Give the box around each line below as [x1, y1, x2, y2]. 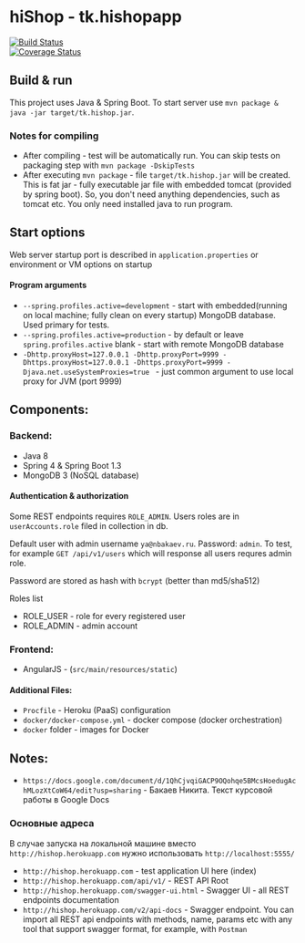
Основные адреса [9, 817, 95, 830]
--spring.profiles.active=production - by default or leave [22, 329, 244, 340]
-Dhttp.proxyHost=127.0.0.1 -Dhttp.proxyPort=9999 [22, 350, 219, 359]
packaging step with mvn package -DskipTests [22, 160, 196, 171]
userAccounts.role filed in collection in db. [9, 520, 168, 531]
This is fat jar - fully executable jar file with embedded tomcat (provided [22, 180, 292, 191]
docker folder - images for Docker [22, 724, 149, 735]
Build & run [9, 73, 73, 88]
